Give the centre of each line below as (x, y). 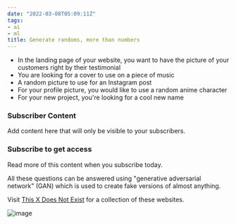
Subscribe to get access (50, 149)
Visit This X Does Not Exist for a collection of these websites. (96, 199)
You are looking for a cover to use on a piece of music (96, 75)
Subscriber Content (42, 116)
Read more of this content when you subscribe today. (85, 164)
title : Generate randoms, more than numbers (74, 40)
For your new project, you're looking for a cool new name (101, 98)
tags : (15, 20)
